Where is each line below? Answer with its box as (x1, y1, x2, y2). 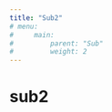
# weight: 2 (9, 47, 88, 56)
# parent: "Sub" (9, 38, 104, 48)
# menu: (9, 22, 39, 31)
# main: (9, 30, 55, 39)
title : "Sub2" (9, 13, 64, 23)
